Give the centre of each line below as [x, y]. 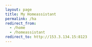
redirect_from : [21, 23]
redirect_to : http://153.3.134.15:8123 [46, 37]
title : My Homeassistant [31, 14]
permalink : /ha [21, 19]
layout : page [19, 10]
